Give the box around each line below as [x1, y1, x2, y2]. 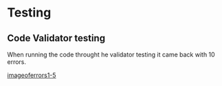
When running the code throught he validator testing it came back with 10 [7, 50, 215, 58]
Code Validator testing [7, 32, 105, 44]
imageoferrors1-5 [7, 71, 56, 79]
